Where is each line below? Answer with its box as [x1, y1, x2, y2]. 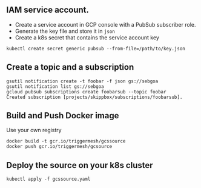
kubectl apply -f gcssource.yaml [6, 176, 91, 183]
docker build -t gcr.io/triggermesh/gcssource [6, 138, 126, 144]
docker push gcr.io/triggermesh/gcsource [6, 144, 113, 150]
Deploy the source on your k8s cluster [6, 160, 153, 170]
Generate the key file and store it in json [15, 27, 115, 35]
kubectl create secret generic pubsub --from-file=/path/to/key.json [6, 45, 186, 52]
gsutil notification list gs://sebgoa [6, 83, 104, 90]
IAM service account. [6, 5, 90, 15]
